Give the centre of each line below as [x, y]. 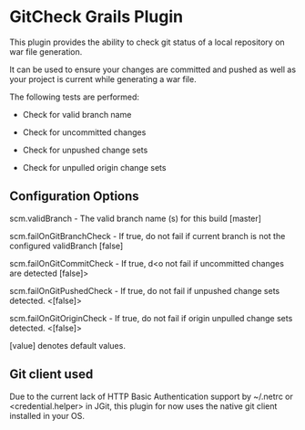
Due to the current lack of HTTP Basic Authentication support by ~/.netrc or [151, 396]
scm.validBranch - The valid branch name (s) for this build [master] [136, 218]
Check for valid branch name [77, 114]
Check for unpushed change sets [85, 150]
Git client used [51, 375]
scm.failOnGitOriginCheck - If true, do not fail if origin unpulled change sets [151, 318]
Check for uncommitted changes [84, 132]
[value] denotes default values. [67, 345]
